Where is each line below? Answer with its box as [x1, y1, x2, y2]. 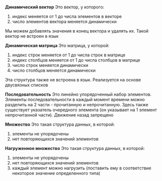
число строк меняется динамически [12, 63, 89, 68]
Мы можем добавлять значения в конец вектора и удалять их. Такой [5, 28, 149, 33]
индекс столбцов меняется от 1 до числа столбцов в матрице [12, 57, 140, 63]
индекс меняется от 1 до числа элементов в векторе [12, 14, 122, 19]
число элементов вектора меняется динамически [12, 19, 117, 24]
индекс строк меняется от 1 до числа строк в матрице [12, 52, 126, 58]
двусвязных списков [5, 82, 48, 88]
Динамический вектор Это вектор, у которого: [5, 4, 105, 10]
